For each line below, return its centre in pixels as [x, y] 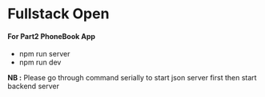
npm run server [44, 54]
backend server [33, 86]
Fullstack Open [58, 14]
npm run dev [40, 62]
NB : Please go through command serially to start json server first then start [132, 78]
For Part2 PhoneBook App [52, 36]
